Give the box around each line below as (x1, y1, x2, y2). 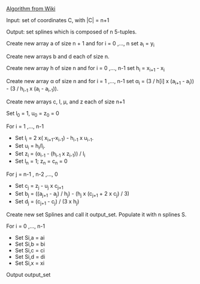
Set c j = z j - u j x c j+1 (14, 182, 64, 191)
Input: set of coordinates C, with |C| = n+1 (6, 17, 110, 23)
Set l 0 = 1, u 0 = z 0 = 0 (6, 110, 60, 118)
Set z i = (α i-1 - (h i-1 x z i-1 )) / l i (14, 149, 86, 158)
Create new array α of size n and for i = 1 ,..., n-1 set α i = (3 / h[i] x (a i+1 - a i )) (6, 77, 195, 86)
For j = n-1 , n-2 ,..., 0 (6, 170, 58, 178)
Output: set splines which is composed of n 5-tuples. (6, 28, 137, 35)
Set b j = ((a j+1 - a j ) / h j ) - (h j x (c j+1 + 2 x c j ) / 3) (14, 190, 130, 199)
